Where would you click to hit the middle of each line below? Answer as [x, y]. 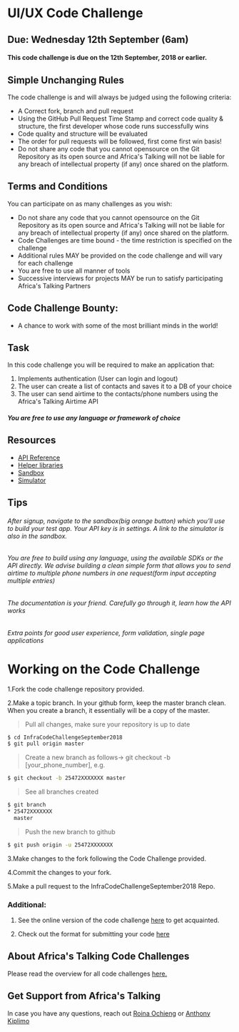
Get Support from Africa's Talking [84, 996]
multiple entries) [31, 581]
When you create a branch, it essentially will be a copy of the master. [109, 710]
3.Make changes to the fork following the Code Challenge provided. [107, 859]
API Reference [39, 457]
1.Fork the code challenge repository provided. [76, 689]
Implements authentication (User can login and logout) [98, 379]
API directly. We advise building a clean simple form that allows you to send [119, 566]
